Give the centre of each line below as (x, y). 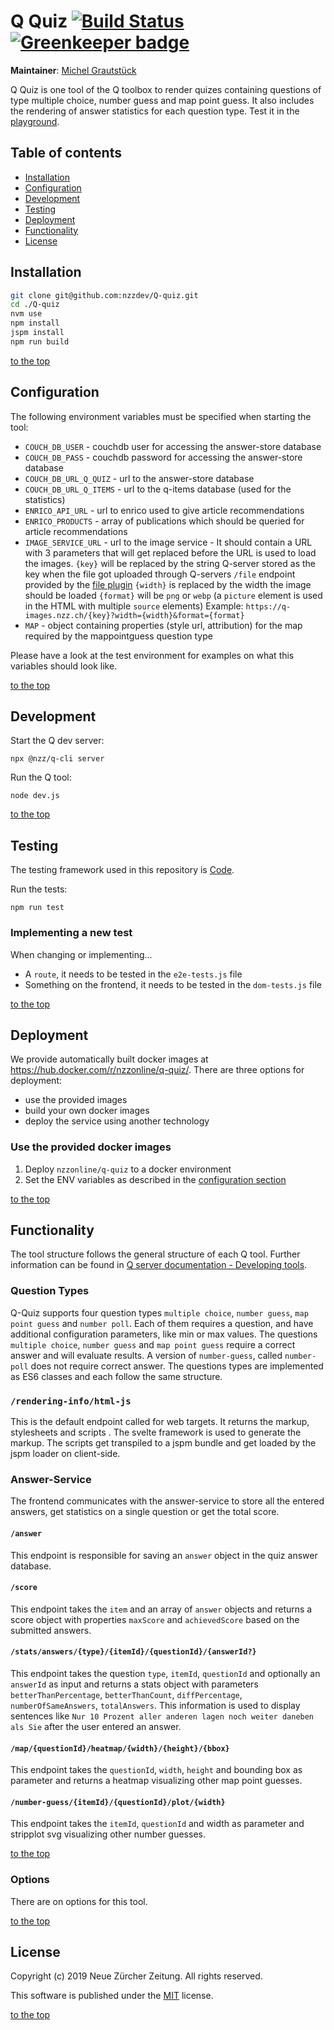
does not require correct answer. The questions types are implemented (177, 1366)
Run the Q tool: (41, 777)
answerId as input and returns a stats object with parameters (134, 1684)
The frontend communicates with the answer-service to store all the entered (167, 1501)
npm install (35, 323)
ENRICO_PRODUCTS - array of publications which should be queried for (164, 521)
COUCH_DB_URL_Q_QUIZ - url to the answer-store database (139, 478)
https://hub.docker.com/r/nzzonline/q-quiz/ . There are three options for (157, 1070)
